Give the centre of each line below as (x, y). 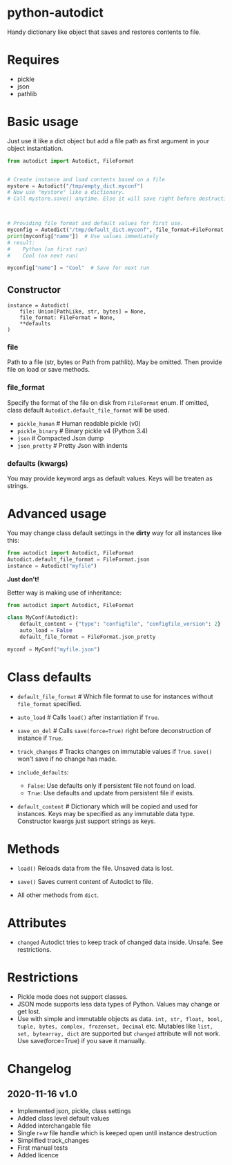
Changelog (39, 1068)
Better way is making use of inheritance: (65, 593)
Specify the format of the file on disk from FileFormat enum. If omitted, (108, 402)
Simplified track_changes (53, 1140)
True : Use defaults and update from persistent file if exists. (111, 793)
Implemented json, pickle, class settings (74, 1111)
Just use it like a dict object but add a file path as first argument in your (108, 141)
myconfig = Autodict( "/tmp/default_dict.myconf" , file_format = (100, 230)
